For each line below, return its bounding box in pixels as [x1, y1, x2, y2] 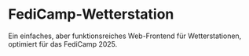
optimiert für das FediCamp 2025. [8, 39, 118, 48]
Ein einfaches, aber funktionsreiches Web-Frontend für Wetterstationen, [8, 31, 242, 40]
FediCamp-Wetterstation [8, 5, 174, 23]
